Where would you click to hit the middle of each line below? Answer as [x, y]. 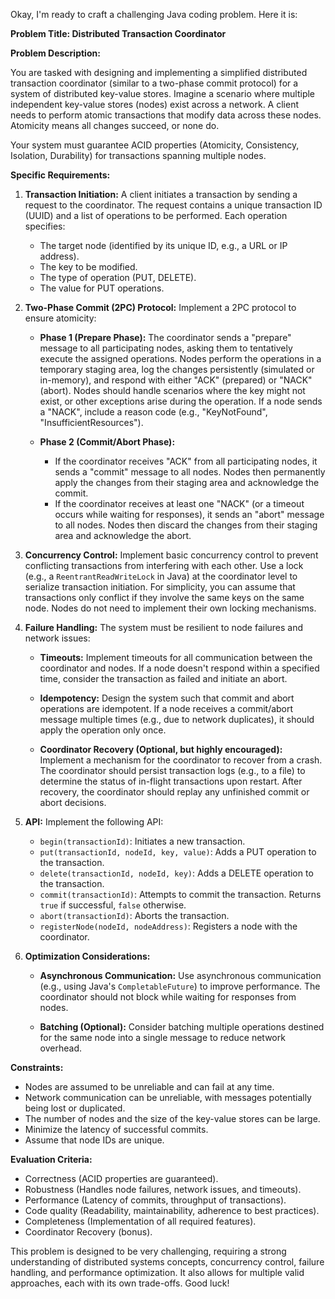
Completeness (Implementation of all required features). [140, 1221]
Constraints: [37, 1067]
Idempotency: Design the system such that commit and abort [167, 698]
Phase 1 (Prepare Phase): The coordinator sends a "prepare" [165, 337]
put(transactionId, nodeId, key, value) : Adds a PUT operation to [178, 852]
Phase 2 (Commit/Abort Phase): [107, 442]
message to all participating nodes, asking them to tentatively [166, 348]
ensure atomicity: [60, 318]
